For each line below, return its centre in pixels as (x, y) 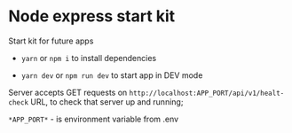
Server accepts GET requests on (68, 92)
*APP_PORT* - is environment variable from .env (94, 119)
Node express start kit (92, 16)
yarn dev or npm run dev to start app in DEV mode (112, 75)
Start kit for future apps (51, 41)
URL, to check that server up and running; (107, 102)
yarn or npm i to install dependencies (89, 58)
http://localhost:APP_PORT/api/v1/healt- (207, 93)
